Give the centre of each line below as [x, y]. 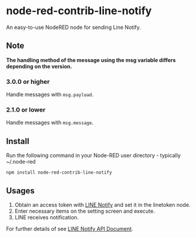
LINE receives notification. [47, 217]
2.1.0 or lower [26, 109]
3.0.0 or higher [28, 81]
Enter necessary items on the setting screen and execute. [85, 211]
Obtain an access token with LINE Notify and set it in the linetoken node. [102, 204]
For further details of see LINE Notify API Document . [70, 229]
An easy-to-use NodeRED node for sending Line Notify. [73, 27]
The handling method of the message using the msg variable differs [91, 60]
